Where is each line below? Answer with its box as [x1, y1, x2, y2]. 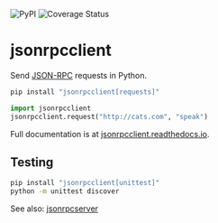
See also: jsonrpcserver [10, 203, 98, 214]
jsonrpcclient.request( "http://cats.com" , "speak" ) [10, 112, 208, 121]
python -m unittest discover [10, 187, 120, 196]
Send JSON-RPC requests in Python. [10, 70, 148, 80]
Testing [10, 154, 54, 170]
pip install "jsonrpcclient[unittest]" [10, 179, 160, 188]
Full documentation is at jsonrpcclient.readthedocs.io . [10, 128, 210, 139]
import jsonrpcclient [10, 104, 92, 113]
